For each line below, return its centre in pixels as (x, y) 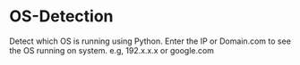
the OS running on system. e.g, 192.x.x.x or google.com (112, 50)
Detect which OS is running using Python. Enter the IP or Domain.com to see (150, 41)
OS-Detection (61, 16)
